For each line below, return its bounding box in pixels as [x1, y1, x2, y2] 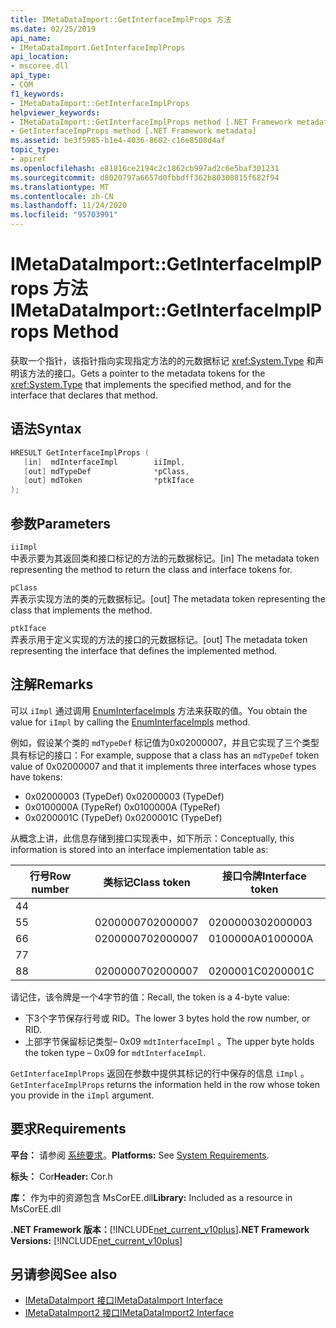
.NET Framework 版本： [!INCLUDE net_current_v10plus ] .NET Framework [10, 1223, 310, 1235]
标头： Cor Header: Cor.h [10, 1170, 113, 1182]
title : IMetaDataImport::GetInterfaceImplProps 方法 [10, 14, 232, 25]
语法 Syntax [10, 421, 82, 438]
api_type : [10, 71, 52, 81]
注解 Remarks [10, 676, 94, 693]
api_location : [10, 52, 70, 62]
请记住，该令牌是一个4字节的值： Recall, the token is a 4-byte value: [10, 991, 290, 1003]
